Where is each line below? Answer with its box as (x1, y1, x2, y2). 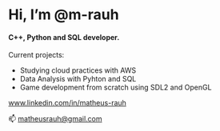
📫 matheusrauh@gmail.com (8, 114, 102, 124)
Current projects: (8, 50, 65, 60)
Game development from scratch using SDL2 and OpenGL (19, 82, 212, 93)
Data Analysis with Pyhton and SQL (19, 74, 137, 84)
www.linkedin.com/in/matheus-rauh (8, 98, 126, 108)
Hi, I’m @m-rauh (8, 6, 119, 24)
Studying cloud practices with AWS (19, 65, 137, 75)
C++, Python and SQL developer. (8, 32, 120, 42)
